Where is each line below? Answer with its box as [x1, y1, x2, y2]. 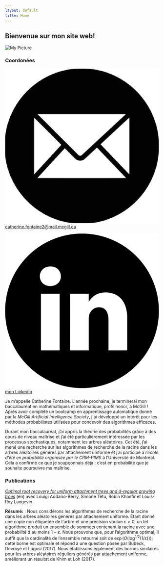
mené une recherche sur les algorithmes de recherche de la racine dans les [5, 444, 157, 450]
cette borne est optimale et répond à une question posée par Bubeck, [5, 540, 145, 546]
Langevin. [14, 498, 34, 505]
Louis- [142, 493, 155, 499]
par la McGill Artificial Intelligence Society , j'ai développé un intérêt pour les [5, 413, 158, 419]
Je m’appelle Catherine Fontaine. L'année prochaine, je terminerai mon [5, 398, 147, 404]
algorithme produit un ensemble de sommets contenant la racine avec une [5, 524, 155, 530]
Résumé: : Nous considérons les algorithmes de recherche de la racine [5, 508, 148, 514]
